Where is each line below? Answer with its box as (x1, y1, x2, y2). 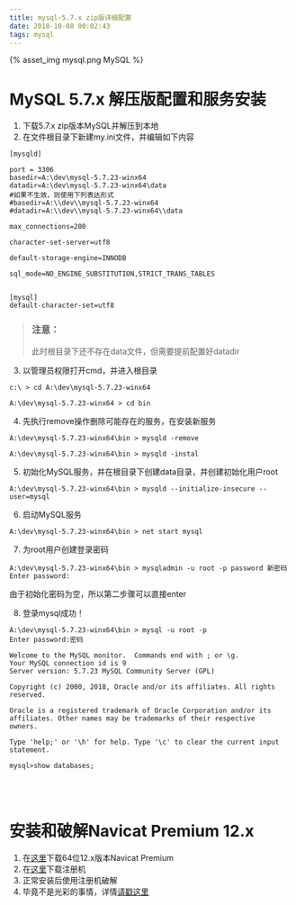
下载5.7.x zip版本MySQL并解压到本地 (22, 121, 159, 131)
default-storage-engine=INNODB (9, 254, 127, 263)
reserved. (9, 690, 47, 699)
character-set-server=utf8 (9, 238, 111, 248)
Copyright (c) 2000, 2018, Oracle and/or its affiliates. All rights (9, 682, 276, 692)
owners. (9, 721, 39, 730)
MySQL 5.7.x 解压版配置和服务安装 (9, 89, 267, 109)
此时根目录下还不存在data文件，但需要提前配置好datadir (31, 346, 240, 357)
